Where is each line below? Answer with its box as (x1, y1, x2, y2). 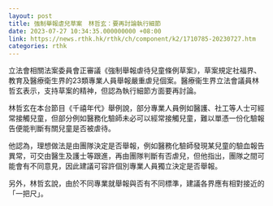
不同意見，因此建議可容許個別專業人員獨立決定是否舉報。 (29, 161, 222, 171)
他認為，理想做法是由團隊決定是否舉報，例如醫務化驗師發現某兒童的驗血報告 (8, 141, 265, 151)
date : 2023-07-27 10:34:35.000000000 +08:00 (8, 27, 162, 35)
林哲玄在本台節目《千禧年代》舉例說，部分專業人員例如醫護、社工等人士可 (8, 103, 258, 113)
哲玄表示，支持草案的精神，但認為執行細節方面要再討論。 (8, 86, 201, 96)
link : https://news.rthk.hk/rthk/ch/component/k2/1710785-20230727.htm (8, 34, 256, 43)
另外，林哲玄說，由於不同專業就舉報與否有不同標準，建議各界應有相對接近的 (8, 178, 265, 188)
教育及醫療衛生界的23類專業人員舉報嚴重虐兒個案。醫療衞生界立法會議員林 (8, 76, 260, 85)
